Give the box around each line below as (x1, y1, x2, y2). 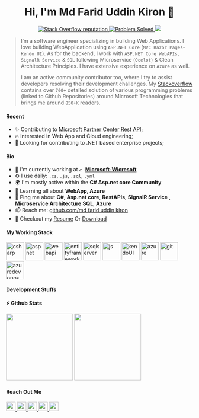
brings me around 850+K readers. (20, 99, 101, 106)
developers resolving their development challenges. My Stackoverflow (20, 80, 193, 87)
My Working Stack (6, 228, 53, 236)
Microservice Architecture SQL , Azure (14, 200, 111, 207)
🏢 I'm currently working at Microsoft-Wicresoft (14, 166, 137, 173)
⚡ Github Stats (6, 299, 43, 307)
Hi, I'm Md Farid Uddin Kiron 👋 (24, 5, 175, 19)
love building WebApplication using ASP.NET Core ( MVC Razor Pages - (20, 43, 185, 50)
